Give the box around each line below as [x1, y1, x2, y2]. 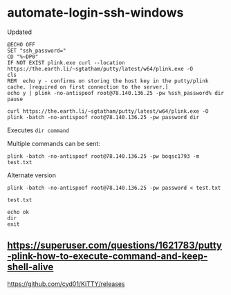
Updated [7, 28, 33, 36]
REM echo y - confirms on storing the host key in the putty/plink [7, 78, 209, 84]
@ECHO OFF [7, 41, 36, 48]
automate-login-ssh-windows [7, 5, 184, 21]
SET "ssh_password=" [7, 47, 67, 54]
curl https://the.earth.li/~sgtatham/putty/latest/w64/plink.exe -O [7, 107, 209, 115]
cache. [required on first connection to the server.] [7, 83, 169, 91]
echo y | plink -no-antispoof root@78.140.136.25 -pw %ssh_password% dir [7, 89, 225, 96]
